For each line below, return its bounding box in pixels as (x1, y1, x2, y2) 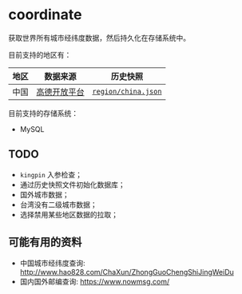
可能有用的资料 (8, 236, 82, 249)
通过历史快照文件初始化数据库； (19, 180, 125, 189)
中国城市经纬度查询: (19, 258, 85, 268)
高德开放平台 (36, 86, 85, 97)
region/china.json (92, 86, 162, 96)
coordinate (8, 6, 82, 24)
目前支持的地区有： (8, 50, 72, 59)
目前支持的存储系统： (8, 108, 78, 117)
